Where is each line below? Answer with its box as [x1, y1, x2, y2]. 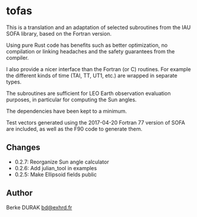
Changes [6, 142, 40, 152]
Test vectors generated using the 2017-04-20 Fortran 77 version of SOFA [6, 119, 185, 126]
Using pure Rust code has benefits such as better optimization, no [6, 42, 168, 49]
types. [6, 78, 22, 85]
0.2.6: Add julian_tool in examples [14, 164, 97, 171]
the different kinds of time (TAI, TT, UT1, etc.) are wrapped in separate [6, 72, 178, 79]
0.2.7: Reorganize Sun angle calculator [14, 158, 109, 165]
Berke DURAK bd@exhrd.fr [6, 203, 72, 211]
